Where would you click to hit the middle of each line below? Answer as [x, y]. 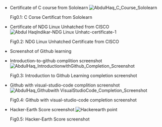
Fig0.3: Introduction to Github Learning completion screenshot [73, 76]
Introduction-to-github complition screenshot [56, 61]
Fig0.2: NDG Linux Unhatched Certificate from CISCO [64, 42]
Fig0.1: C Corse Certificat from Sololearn [51, 17]
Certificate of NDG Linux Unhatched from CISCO [59, 27]
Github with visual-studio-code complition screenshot [65, 85]
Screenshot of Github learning [41, 51]
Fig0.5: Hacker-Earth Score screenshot [50, 119]
